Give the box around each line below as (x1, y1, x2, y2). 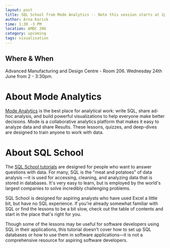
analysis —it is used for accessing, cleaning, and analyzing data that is (5, 174, 153, 180)
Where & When (5, 54, 54, 63)
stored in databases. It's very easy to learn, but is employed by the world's (5, 180, 161, 186)
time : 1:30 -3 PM (5, 21, 42, 27)
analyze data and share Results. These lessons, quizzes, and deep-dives (5, 123, 157, 130)
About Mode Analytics (5, 91, 102, 102)
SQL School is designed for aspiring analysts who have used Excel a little (5, 195, 158, 201)
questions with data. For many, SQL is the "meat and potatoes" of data (5, 169, 152, 175)
